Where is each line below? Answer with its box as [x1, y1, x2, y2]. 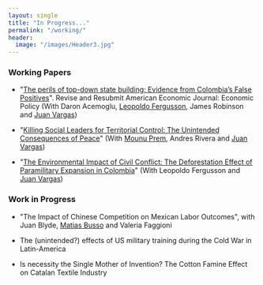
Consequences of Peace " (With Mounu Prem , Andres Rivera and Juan [19, 133, 248, 143]
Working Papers [8, 67, 72, 78]
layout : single [8, 11, 58, 20]
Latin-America [19, 244, 66, 253]
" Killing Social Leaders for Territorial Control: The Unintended [19, 126, 220, 135]
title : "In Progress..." [8, 19, 90, 27]
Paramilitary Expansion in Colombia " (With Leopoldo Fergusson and [19, 166, 241, 175]
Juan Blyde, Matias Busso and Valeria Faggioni [19, 220, 172, 230]
